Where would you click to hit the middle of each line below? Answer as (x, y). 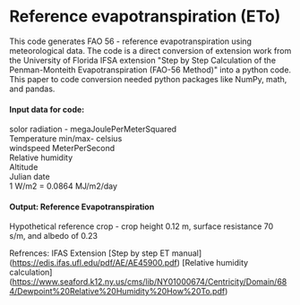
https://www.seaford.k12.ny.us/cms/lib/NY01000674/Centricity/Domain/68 (150, 282)
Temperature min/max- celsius (66, 139)
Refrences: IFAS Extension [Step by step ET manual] (106, 253)
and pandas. (32, 89)
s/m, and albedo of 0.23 (54, 236)
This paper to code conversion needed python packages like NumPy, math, (148, 79)
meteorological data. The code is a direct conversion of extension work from (150, 50)
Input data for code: (47, 109)
